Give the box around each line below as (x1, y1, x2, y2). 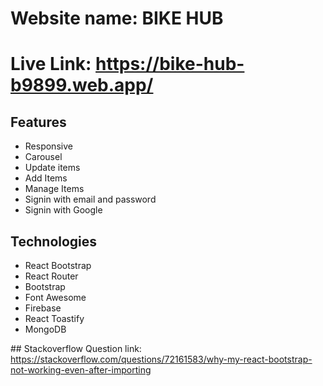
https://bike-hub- (95, 53, 245, 76)
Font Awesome (24, 292, 87, 303)
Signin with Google (24, 204, 103, 216)
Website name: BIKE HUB (10, 7, 224, 30)
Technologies (10, 233, 98, 250)
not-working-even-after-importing (10, 364, 152, 376)
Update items (24, 162, 81, 174)
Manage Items (24, 183, 85, 195)
